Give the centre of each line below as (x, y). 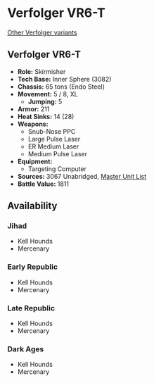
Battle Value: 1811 (43, 184)
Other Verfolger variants (42, 32)
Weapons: (33, 124)
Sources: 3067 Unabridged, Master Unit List (82, 176)
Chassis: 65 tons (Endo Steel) (61, 87)
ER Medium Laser (53, 146)
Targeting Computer (57, 169)
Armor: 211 (33, 109)
